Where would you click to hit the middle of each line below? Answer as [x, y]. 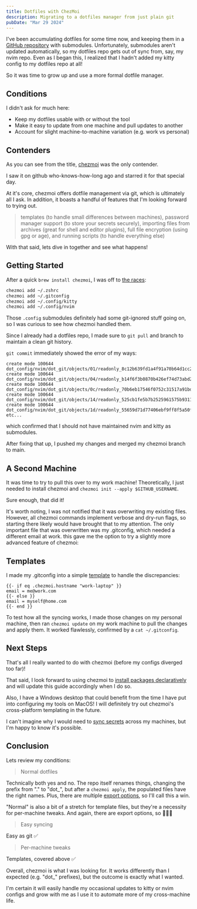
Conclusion [28, 746]
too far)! [16, 669]
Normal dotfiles [39, 771]
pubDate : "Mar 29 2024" [35, 22]
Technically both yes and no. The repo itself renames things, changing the [96, 783]
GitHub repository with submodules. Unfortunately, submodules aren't [91, 45]
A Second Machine [41, 468]
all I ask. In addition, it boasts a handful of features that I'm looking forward [96, 199]
